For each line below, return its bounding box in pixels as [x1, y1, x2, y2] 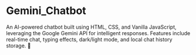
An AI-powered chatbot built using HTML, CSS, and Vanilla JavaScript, [6, 23, 177, 30]
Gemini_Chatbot [6, 4, 86, 18]
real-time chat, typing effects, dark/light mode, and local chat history [6, 36, 173, 43]
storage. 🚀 [6, 42, 31, 49]
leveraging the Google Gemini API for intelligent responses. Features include [6, 29, 191, 36]
